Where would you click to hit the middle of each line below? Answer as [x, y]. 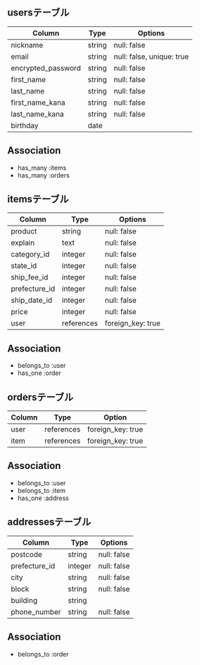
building [24, 600]
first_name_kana [38, 103]
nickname [27, 45]
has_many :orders [44, 175]
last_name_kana [38, 114]
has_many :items [42, 168]
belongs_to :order [43, 654]
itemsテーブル [38, 199]
